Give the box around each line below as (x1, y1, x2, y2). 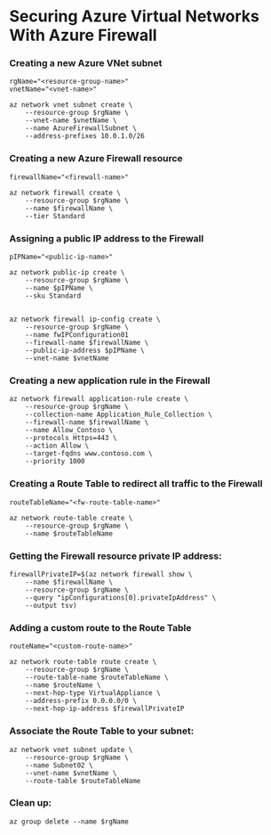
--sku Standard (25, 291, 82, 300)
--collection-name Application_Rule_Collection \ (25, 410, 213, 420)
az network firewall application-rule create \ (9, 395, 189, 404)
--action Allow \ (25, 441, 90, 451)
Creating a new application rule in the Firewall (9, 374, 211, 387)
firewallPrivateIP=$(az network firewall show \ (9, 569, 193, 578)
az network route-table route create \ (9, 658, 157, 667)
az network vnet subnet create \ (9, 101, 133, 110)
